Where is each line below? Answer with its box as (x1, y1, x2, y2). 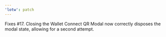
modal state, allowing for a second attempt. (5, 26, 94, 32)
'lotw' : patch (5, 7, 35, 12)
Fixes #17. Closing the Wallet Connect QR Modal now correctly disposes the (5, 21, 161, 27)
